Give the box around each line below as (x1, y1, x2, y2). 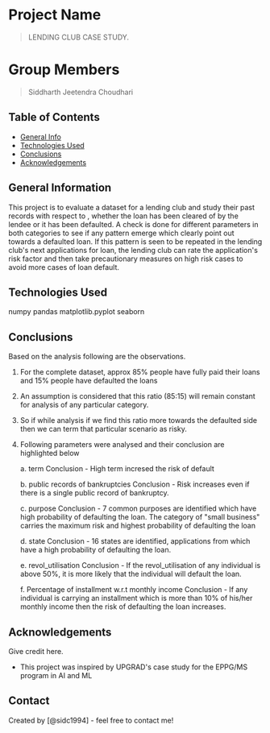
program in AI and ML (19, 670, 93, 680)
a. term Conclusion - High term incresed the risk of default (19, 464, 215, 474)
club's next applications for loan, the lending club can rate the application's (8, 245, 258, 255)
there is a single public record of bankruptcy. (19, 488, 169, 498)
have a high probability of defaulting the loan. (19, 545, 172, 555)
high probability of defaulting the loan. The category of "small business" (19, 512, 260, 522)
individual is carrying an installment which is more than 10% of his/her (19, 594, 253, 603)
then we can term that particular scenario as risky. (19, 424, 187, 434)
